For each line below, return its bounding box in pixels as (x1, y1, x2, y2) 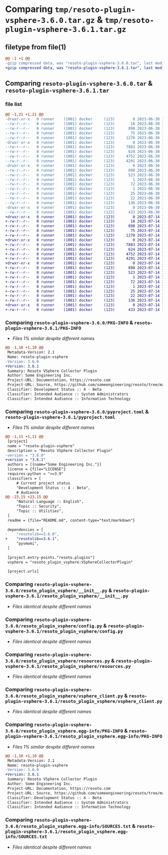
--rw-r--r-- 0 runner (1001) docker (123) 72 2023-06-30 (5, 181, 160, 187)
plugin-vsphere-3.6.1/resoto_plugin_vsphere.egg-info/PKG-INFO (5, 733, 162, 739)
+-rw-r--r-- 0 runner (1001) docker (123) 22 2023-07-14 (5, 293, 160, 298)
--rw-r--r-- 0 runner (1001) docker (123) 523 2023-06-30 (5, 172, 160, 177)
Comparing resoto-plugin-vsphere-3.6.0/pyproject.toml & (5, 408, 149, 415)
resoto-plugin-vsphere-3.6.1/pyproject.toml (5, 414, 115, 420)
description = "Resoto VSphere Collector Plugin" (7, 448, 113, 453)
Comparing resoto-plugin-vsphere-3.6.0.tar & (5, 79, 152, 88)
